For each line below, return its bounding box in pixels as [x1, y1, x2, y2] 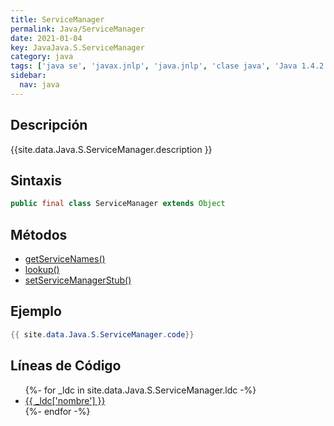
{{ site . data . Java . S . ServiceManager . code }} [10, 329, 195, 340]
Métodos [10, 226, 68, 243]
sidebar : [10, 71, 47, 81]
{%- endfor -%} [24, 405, 91, 417]
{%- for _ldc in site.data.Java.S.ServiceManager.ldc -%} [24, 384, 257, 396]
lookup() [24, 264, 60, 276]
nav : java [19, 80, 60, 90]
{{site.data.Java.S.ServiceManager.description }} [10, 143, 213, 155]
